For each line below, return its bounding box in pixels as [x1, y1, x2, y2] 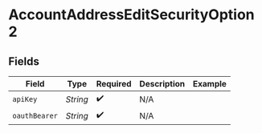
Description [139, 79, 186, 89]
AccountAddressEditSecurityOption [8, 6, 255, 24]
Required [96, 79, 132, 89]
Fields [8, 54, 40, 68]
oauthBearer [12, 111, 59, 120]
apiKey [12, 95, 38, 103]
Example [192, 79, 227, 89]
